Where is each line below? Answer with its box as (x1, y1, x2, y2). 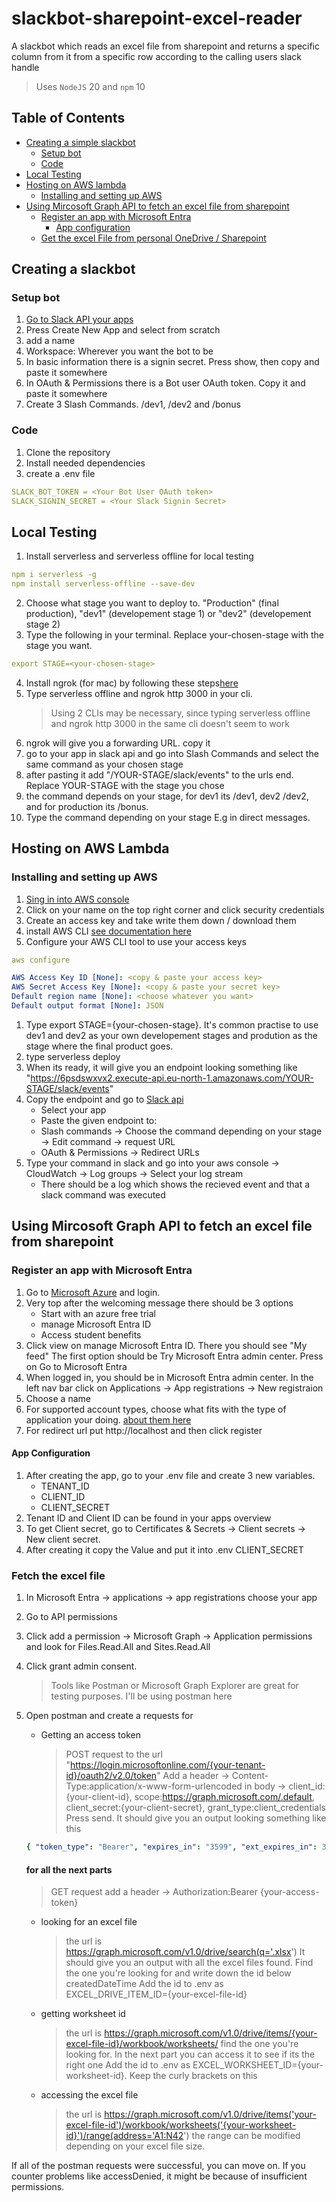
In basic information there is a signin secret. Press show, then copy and (25, 356, 320, 368)
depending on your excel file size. (65, 2140, 206, 2152)
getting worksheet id (40, 2008, 126, 2020)
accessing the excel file (40, 2089, 139, 2101)
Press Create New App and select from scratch (25, 324, 221, 336)
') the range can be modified (183, 2130, 301, 2142)
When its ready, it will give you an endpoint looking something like (25, 1061, 298, 1073)
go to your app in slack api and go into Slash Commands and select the (25, 747, 319, 759)
